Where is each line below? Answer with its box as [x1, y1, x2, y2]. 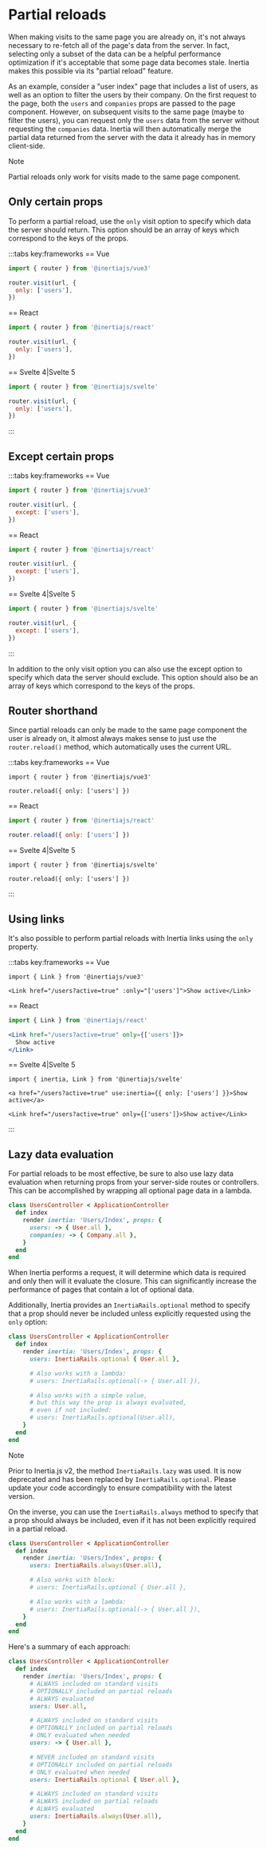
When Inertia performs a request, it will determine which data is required [8, 1268, 246, 1277]
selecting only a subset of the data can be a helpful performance [8, 49, 222, 58]
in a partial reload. [8, 1524, 68, 1533]
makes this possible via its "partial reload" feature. [8, 66, 174, 75]
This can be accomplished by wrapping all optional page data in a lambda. [8, 1186, 253, 1196]
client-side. [8, 141, 45, 150]
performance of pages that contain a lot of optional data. [8, 1285, 194, 1294]
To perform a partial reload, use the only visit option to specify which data [8, 216, 251, 225]
